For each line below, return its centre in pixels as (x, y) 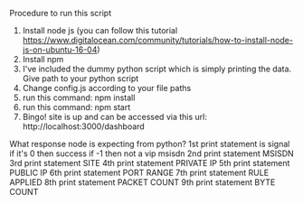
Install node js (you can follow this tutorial (100, 30)
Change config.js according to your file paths (107, 88)
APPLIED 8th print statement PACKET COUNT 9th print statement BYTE (142, 182)
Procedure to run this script (60, 13)
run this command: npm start (76, 107)
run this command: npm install (79, 97)
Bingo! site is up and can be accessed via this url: (115, 117)
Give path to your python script (80, 79)
